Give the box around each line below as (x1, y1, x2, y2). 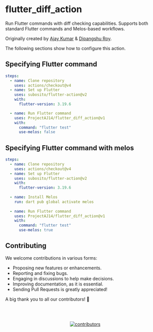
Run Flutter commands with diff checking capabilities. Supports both (5, 20, 148, 26)
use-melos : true (18, 228, 53, 233)
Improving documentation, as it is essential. (12, 281, 104, 287)
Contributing (5, 241, 47, 250)
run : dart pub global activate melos (14, 199, 94, 204)
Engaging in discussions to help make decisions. (12, 275, 114, 281)
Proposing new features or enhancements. (12, 265, 102, 271)
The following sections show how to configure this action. (5, 45, 126, 51)
